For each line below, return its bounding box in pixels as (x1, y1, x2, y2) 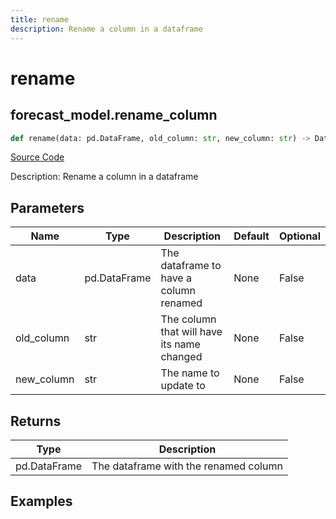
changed (160, 350, 203, 364)
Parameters (10, 199, 85, 216)
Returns (10, 412, 62, 430)
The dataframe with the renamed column (91, 459, 283, 473)
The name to (160, 366, 220, 380)
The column (160, 312, 217, 326)
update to (160, 379, 206, 393)
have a (160, 271, 192, 285)
